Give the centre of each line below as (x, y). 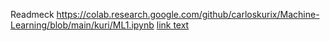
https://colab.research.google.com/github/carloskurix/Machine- (188, 14)
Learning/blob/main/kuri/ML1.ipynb (82, 25)
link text (173, 25)
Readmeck (32, 14)
